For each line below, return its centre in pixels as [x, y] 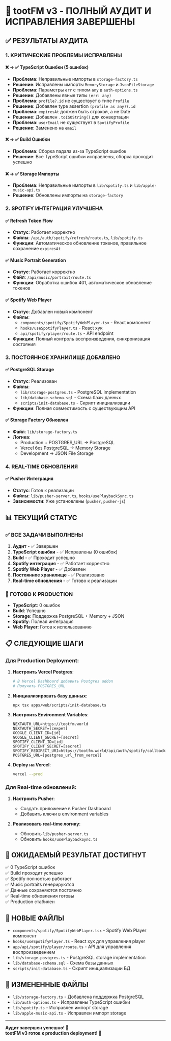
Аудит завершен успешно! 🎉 [37, 1028]
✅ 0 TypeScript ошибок [30, 867]
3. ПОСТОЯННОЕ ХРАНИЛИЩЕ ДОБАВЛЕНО [63, 357]
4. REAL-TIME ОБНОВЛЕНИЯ [41, 466]
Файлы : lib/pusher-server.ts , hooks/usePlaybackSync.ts [73, 496]
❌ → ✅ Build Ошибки [28, 139]
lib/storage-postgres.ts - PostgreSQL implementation [78, 392]
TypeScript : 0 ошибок [36, 606]
